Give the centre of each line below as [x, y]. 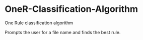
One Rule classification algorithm [39, 23]
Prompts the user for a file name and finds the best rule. [63, 32]
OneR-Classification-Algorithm [71, 9]
